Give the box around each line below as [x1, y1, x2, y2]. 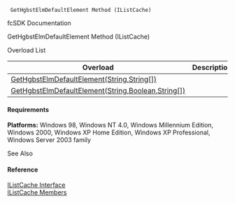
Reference [7, 165, 38, 174]
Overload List [7, 46, 46, 54]
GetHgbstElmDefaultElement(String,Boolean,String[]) [10, 86, 186, 95]
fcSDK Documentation [7, 19, 71, 27]
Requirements [7, 105, 50, 113]
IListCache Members [7, 188, 67, 197]
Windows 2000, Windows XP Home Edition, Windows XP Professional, [7, 128, 211, 136]
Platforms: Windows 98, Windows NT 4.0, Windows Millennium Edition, [7, 121, 214, 129]
